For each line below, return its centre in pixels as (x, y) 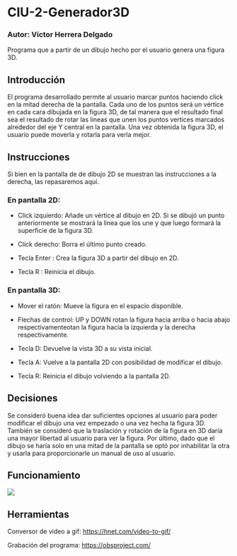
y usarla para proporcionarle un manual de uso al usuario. (91, 453)
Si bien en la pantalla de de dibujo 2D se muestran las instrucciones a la (112, 174)
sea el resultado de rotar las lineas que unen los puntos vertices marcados (116, 120)
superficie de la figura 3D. (56, 231)
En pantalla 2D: (34, 200)
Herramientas (38, 514)
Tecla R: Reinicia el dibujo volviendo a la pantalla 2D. (94, 376)
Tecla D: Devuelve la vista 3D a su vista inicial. (85, 348)
